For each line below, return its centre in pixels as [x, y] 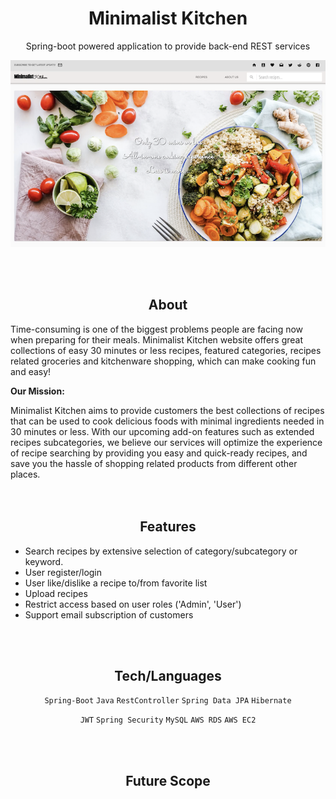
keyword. [44, 561]
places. [25, 474]
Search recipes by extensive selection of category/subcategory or [161, 551]
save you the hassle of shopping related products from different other [154, 463]
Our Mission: [37, 391]
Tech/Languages [168, 675]
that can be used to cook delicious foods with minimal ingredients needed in [167, 421]
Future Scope [168, 780]
